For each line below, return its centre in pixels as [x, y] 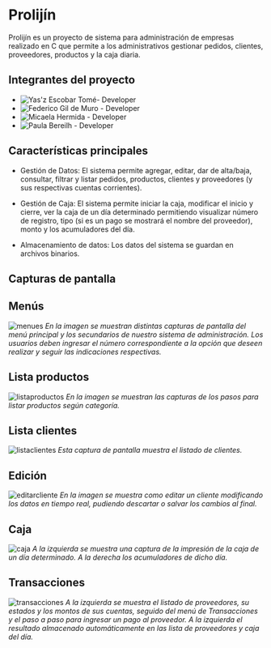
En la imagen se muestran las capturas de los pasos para [162, 396]
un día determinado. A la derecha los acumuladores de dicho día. [118, 557]
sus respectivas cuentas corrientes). [81, 187]
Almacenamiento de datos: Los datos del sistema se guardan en [127, 245]
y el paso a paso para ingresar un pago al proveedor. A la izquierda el [125, 619]
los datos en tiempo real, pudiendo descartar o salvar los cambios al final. [133, 504]
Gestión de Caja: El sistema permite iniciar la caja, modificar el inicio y [136, 203]
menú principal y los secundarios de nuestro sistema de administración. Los [136, 335]
